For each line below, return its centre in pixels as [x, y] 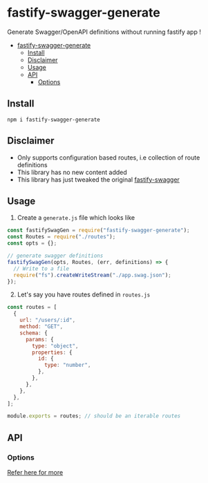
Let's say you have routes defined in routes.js [84, 294]
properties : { [52, 352]
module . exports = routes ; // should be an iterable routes [94, 416]
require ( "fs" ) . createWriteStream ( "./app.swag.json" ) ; [92, 275]
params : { [39, 339]
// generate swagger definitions [55, 256]
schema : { [34, 333]
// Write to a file [41, 268]
